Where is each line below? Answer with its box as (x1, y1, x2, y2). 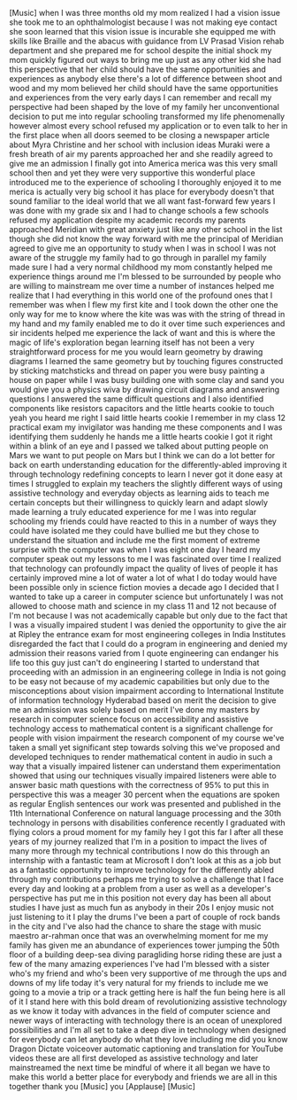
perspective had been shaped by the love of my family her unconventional (9, 102, 280, 112)
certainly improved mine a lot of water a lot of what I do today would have (9, 573, 278, 583)
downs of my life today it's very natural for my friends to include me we (9, 978, 269, 987)
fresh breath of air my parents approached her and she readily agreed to (9, 149, 274, 159)
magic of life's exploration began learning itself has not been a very (9, 337, 255, 347)
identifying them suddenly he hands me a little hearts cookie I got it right (9, 432, 273, 441)
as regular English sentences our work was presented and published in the (9, 799, 281, 809)
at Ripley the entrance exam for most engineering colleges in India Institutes (9, 629, 286, 639)
